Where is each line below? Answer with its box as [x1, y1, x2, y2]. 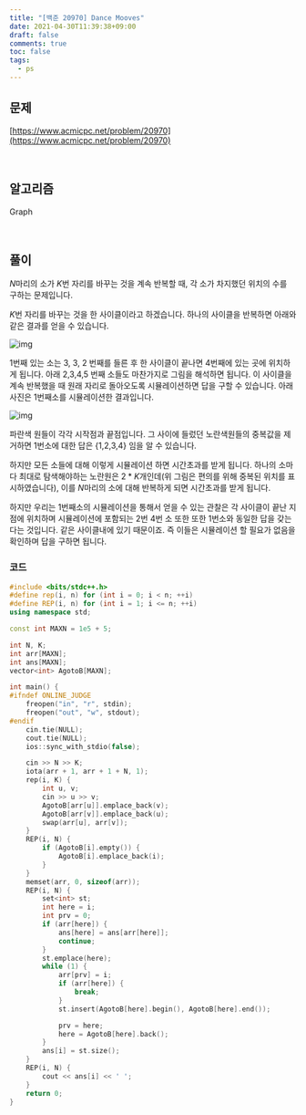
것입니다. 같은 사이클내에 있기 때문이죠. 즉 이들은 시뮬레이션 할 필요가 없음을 [25, 525, 296, 536]
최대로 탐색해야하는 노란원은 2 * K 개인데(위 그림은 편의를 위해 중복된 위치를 [18, 471, 286, 482]
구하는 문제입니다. [9, 289, 74, 301]
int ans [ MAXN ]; [9, 658, 67, 667]
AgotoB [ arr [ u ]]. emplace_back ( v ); [42, 800, 169, 810]
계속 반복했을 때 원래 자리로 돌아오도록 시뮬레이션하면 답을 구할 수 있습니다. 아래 [9, 380, 294, 391]
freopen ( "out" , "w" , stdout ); [25, 708, 141, 717]
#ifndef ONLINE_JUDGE [9, 691, 92, 701]
